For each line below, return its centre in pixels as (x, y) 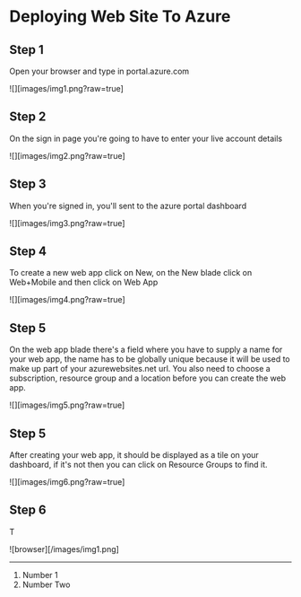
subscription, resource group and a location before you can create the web (148, 378)
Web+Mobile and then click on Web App (84, 282)
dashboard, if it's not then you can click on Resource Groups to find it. (138, 465)
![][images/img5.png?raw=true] (67, 405)
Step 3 (28, 184)
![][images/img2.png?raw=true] (67, 155)
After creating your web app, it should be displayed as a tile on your (134, 455)
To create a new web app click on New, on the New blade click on (131, 273)
